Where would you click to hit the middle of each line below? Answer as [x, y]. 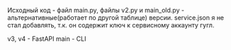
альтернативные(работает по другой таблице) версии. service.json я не [116, 18]
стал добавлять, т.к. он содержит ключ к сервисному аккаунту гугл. [111, 25]
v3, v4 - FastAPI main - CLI [47, 39]
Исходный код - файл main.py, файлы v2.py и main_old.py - [96, 10]
